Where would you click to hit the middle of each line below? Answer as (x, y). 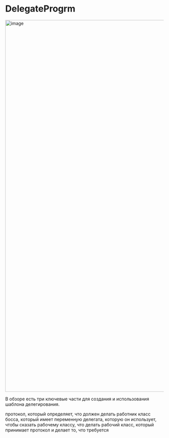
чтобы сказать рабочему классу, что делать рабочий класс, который (80, 424)
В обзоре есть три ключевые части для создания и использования (77, 399)
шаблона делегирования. (32, 404)
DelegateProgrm (40, 9)
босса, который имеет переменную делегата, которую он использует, (81, 419)
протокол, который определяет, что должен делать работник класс (78, 414)
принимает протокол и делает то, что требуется (57, 430)
